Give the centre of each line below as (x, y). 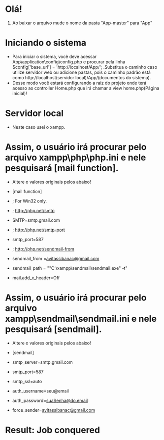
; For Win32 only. (30, 201)
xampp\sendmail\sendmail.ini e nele (81, 318)
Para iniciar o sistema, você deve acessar (54, 56)
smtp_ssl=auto (27, 381)
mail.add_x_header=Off (36, 278)
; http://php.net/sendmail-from (43, 249)
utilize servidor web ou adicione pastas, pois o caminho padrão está (82, 72)
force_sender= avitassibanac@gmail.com (53, 410)
